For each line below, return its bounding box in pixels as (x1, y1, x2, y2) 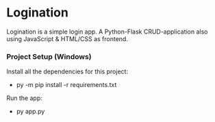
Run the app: (6, 94, 42, 102)
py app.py (16, 108, 45, 116)
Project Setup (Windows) (6, 51, 92, 61)
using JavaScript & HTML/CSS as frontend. (6, 34, 128, 42)
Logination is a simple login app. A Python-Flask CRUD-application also (6, 27, 208, 36)
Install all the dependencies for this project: (6, 67, 128, 76)
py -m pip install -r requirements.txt (16, 81, 117, 89)
